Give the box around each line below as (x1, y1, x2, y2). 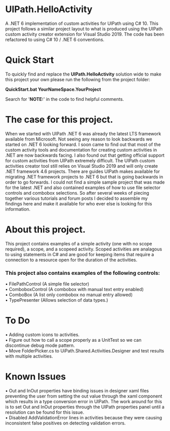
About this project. (5, 224, 86, 235)
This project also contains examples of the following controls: (5, 269, 160, 276)
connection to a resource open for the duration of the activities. (5, 257, 138, 263)
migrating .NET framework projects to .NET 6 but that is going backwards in (5, 173, 163, 179)
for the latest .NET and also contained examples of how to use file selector (5, 184, 161, 191)
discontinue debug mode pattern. (5, 342, 75, 348)
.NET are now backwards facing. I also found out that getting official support (5, 152, 165, 158)
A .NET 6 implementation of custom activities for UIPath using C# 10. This (5, 20, 158, 26)
